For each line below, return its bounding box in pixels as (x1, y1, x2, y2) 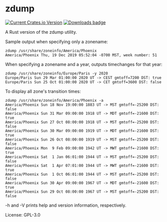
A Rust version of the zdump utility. (5, 29, 77, 35)
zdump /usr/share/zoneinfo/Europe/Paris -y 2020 (5, 71, 108, 76)
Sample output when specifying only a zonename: (5, 38, 108, 45)
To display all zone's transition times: (5, 88, 81, 94)
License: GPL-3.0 (5, 212, 41, 218)
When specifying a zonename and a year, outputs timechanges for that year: (5, 61, 163, 67)
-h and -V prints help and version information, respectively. (5, 202, 127, 208)
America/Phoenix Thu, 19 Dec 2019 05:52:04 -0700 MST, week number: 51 (5, 53, 157, 58)
